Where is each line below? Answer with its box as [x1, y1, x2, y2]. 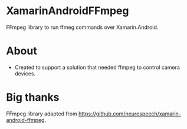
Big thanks [6, 91, 60, 104]
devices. [14, 70, 36, 77]
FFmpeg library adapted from [6, 110, 78, 117]
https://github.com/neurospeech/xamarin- [78, 110, 182, 117]
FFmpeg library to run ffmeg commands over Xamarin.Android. [6, 24, 159, 31]
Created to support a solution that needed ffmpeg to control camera [14, 64, 180, 71]
